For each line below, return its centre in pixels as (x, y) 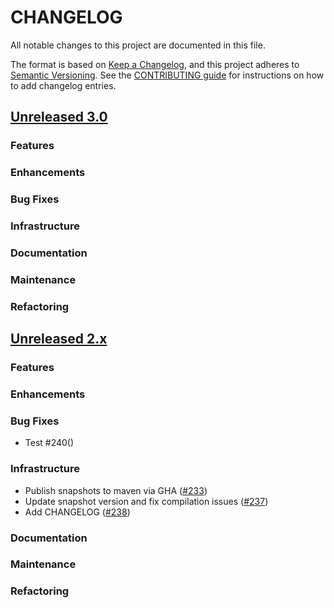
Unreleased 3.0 (59, 117)
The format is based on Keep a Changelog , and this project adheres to (155, 64)
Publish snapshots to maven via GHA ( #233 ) (116, 490)
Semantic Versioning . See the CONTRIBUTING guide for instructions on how (167, 75)
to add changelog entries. (63, 85)
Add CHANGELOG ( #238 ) (77, 512)
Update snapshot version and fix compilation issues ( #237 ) (146, 501)
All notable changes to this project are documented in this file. (138, 45)
